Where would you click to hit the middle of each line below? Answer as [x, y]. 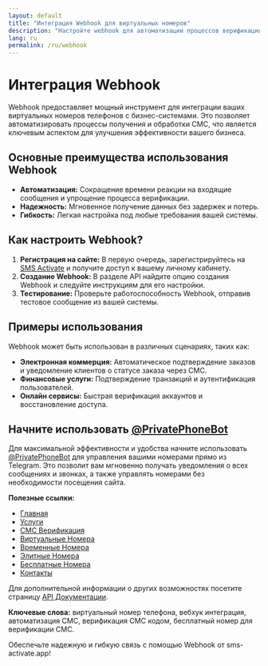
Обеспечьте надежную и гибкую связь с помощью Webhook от [116, 645]
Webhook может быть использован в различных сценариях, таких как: [129, 346]
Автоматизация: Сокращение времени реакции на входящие [126, 189]
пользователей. [47, 387]
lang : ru [23, 38]
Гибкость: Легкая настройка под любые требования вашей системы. [139, 215]
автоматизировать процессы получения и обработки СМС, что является [132, 124]
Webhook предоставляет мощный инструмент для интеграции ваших [126, 107]
